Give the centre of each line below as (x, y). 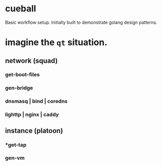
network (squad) (31, 61)
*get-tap (16, 145)
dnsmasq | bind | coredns (36, 101)
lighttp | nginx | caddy (32, 114)
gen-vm (15, 158)
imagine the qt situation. (56, 42)
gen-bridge (19, 88)
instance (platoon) (34, 131)
